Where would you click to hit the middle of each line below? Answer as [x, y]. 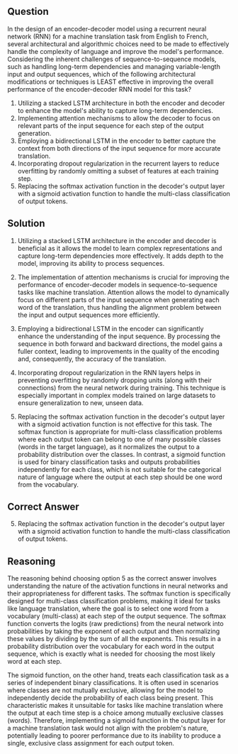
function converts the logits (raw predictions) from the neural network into [116, 624]
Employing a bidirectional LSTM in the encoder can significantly [110, 328]
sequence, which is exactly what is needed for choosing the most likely [112, 654]
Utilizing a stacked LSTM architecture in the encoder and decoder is [117, 240]
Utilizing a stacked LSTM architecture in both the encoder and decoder [121, 103]
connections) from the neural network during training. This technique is [122, 387]
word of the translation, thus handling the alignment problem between [119, 307]
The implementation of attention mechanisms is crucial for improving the [124, 277]
